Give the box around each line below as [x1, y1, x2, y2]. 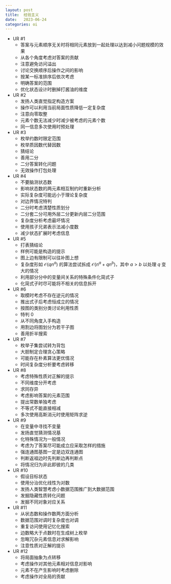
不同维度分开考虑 [20, 379, 57, 386]
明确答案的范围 [20, 80, 52, 86]
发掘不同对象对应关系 [20, 498, 65, 505]
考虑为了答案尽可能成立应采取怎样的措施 [20, 442, 106, 448]
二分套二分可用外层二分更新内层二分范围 [20, 211, 106, 217]
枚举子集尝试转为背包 [20, 342, 65, 348]
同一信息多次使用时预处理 [20, 123, 75, 130]
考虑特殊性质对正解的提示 [20, 373, 75, 379]
